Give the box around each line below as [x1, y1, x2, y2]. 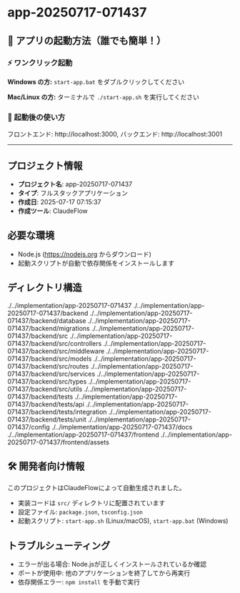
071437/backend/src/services [7, 369, 96, 378]
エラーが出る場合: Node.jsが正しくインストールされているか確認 [17, 560, 207, 569]
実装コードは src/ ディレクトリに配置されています [17, 499, 166, 507]
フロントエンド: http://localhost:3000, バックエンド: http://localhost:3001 [7, 130, 223, 139]
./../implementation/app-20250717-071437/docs [51, 422, 193, 431]
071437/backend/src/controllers [7, 339, 102, 347]
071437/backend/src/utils [7, 384, 83, 393]
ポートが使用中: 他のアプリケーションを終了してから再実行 [17, 569, 191, 577]
